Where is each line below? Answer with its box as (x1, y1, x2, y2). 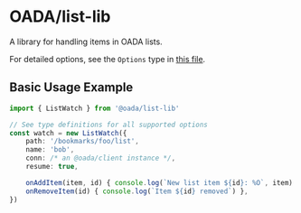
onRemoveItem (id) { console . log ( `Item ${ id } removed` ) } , (25, 187, 249, 196)
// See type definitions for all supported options (9, 120, 208, 129)
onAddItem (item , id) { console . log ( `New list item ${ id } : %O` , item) (25, 178, 294, 187)
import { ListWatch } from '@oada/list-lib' (9, 104, 180, 113)
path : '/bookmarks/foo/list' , (25, 137, 140, 146)
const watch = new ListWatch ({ (9, 128, 127, 137)
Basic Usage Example (9, 79, 134, 96)
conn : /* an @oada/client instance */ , (25, 153, 176, 163)
